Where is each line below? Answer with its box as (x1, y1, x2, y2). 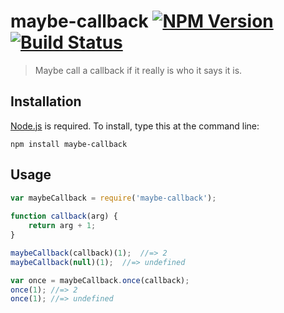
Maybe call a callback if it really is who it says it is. (34, 64, 243, 76)
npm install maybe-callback (10, 139, 128, 149)
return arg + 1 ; (28, 221, 97, 231)
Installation (10, 93, 82, 110)
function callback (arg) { (10, 211, 118, 222)
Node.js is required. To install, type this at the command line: (10, 120, 260, 132)
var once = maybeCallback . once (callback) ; (10, 275, 190, 285)
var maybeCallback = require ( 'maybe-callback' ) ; (10, 193, 217, 203)
